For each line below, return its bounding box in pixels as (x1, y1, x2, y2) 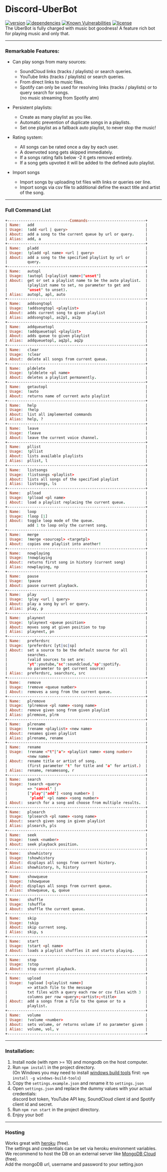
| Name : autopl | (5, 269, 148, 274)
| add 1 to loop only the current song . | (5, 523, 148, 528)
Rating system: (12, 134, 43, 140)
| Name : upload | (5, 976, 148, 981)
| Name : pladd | (5, 246, 148, 251)
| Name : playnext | (5, 615, 148, 620)
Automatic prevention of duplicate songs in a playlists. (19, 119, 131, 125)
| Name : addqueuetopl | (5, 324, 148, 329)
